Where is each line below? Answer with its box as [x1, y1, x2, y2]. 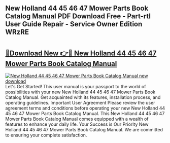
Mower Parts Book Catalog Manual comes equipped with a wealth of [5, 116, 149, 122]
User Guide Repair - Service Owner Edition [5, 20, 143, 28]
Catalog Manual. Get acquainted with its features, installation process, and [5, 94, 161, 100]
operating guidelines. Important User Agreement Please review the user [5, 100, 155, 105]
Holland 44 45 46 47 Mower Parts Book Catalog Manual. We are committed [5, 127, 163, 132]
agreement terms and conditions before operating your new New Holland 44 [5, 105, 165, 111]
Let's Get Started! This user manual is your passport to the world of [5, 84, 146, 89]
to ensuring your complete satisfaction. [5, 132, 87, 138]
